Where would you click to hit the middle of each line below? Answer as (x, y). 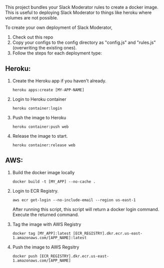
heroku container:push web (40, 127)
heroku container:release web (44, 145)
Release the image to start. (40, 136)
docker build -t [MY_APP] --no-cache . (54, 182)
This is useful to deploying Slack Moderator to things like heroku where (78, 12)
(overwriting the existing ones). (44, 48)
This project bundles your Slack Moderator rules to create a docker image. (82, 7)
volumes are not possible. (32, 18)
